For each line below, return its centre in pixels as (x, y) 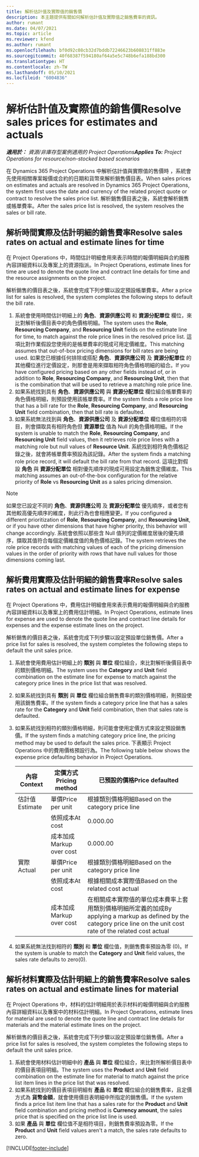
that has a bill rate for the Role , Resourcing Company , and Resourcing (101, 405)
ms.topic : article (29, 34)
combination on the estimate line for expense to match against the (95, 677)
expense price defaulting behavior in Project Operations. (84, 757)
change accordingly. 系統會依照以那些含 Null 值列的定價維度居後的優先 (92, 533)
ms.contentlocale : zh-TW (37, 67)
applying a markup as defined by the (138, 916)
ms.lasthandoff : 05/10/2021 (41, 72)
